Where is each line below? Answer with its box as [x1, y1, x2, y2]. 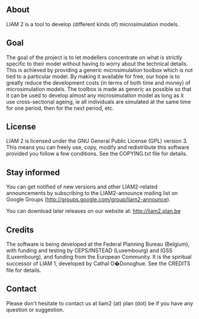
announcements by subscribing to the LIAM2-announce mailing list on [6, 190, 178, 197]
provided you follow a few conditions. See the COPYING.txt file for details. [6, 150, 188, 157]
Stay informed [6, 167, 61, 178]
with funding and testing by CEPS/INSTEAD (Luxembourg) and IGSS [6, 247, 173, 254]
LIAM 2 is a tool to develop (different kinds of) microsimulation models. [6, 20, 179, 27]
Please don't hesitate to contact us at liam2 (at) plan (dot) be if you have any [6, 299, 194, 306]
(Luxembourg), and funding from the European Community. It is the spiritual [6, 253, 192, 261]
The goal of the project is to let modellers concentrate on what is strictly [6, 54, 183, 61]
